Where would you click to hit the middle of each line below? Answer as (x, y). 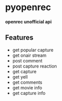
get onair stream (29, 55)
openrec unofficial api (28, 21)
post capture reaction (35, 66)
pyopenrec (28, 7)
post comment (27, 60)
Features (19, 38)
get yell (20, 77)
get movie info (27, 87)
